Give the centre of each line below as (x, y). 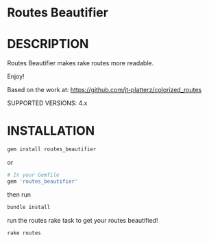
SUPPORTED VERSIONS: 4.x (47, 103)
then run (19, 195)
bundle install (29, 207)
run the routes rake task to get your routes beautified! (83, 220)
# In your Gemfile (33, 175)
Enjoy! (16, 76)
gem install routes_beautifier (52, 149)
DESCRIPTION (48, 44)
